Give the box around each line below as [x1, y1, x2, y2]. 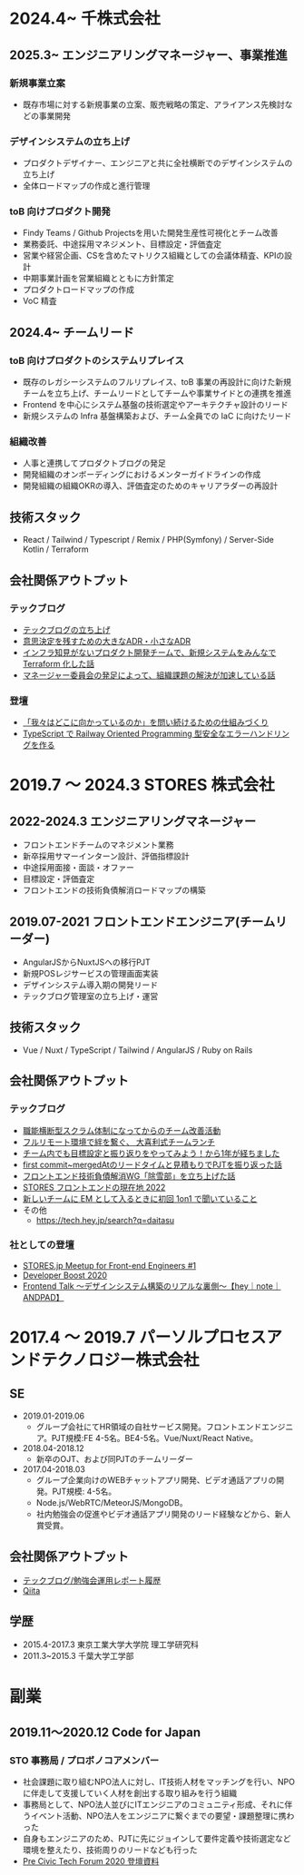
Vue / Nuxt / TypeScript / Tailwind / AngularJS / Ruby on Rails [22, 1045, 253, 1055]
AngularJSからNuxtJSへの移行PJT [22, 957, 152, 967]
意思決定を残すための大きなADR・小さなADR [22, 635, 191, 646]
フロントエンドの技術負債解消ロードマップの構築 [22, 885, 206, 896]
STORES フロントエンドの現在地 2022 [22, 1182, 166, 1193]
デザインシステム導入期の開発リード [22, 979, 159, 990]
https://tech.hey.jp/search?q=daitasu [35, 1214, 175, 1225]
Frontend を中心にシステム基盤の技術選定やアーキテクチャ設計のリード [22, 399, 289, 410]
